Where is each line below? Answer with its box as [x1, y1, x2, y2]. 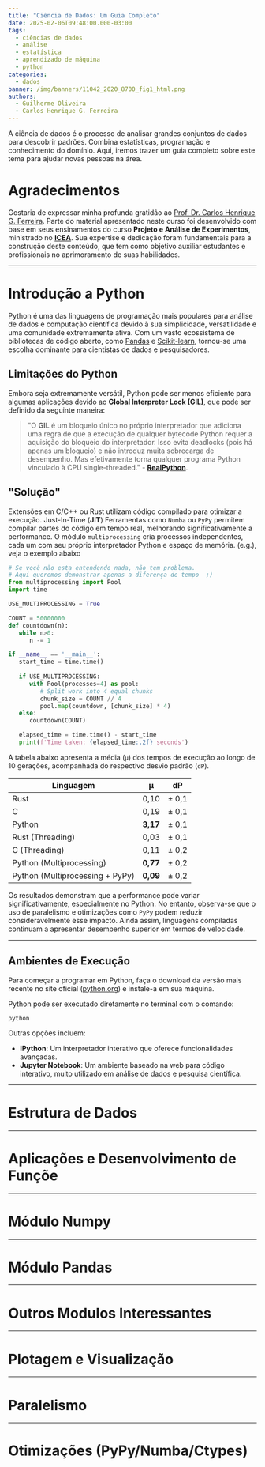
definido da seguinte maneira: [8, 405, 105, 415]
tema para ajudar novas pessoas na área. [8, 154, 143, 163]
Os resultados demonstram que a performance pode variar [8, 890, 200, 899]
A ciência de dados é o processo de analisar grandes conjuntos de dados [8, 129, 247, 138]
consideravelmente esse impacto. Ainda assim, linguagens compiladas [8, 915, 238, 925]
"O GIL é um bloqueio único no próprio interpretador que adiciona [27, 420, 242, 430]
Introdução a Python [8, 285, 145, 303]
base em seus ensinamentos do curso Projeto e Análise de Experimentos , [8, 224, 251, 234]
